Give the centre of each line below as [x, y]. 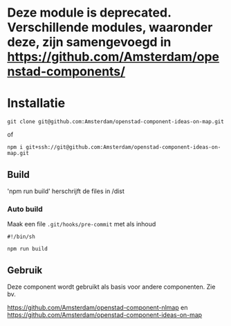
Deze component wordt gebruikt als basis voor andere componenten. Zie [111, 287]
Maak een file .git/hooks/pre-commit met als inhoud [82, 224]
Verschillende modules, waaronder [110, 27]
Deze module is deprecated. [89, 13]
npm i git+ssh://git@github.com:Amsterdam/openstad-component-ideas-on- [114, 147]
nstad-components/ [66, 72]
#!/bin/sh [21, 237]
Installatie [36, 103]
